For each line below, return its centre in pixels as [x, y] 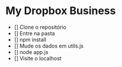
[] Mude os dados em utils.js [49, 46]
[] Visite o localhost [38, 58]
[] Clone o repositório [40, 27]
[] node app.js [31, 52]
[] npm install [30, 39]
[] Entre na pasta [34, 33]
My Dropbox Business [61, 11]
